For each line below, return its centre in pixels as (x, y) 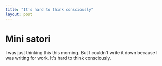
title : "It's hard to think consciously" (49, 10)
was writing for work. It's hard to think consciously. (58, 58)
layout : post (19, 14)
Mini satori (28, 39)
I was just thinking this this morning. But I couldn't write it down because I (82, 53)
